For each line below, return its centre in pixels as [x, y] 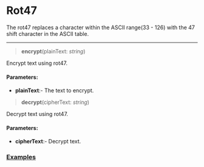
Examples [21, 157]
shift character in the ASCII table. [48, 33]
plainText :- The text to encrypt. [54, 90]
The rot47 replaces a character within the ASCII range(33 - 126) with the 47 [101, 27]
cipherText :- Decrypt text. [48, 141]
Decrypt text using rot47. [37, 114]
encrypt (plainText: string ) [53, 51]
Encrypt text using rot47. [37, 63]
